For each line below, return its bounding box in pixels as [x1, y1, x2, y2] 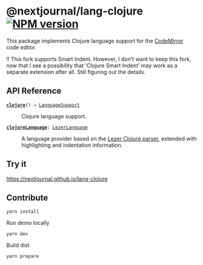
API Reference [6, 86, 62, 96]
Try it [6, 159, 27, 169]
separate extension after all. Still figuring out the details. [6, 68, 146, 75]
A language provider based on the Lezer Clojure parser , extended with [21, 135, 197, 142]
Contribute [6, 192, 48, 203]
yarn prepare [6, 253, 39, 260]
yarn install [6, 209, 39, 215]
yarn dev [6, 231, 28, 237]
